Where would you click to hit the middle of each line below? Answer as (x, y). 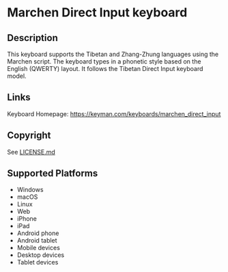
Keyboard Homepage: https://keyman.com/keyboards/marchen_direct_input (114, 113)
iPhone (27, 219)
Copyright (29, 136)
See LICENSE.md (31, 152)
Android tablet (37, 241)
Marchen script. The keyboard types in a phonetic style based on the (104, 62)
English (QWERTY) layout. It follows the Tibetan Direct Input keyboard (105, 69)
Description (32, 38)
